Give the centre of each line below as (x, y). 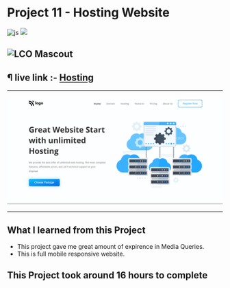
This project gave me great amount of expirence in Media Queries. (111, 246)
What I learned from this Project (76, 230)
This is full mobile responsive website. (71, 254)
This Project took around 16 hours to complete (107, 275)
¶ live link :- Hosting (51, 77)
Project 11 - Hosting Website (88, 13)
